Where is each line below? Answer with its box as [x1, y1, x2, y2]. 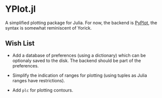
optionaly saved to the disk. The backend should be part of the [12, 58, 141, 64]
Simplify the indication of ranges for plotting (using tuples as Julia [12, 72, 148, 78]
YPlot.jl [5, 3, 36, 15]
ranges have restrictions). [12, 77, 66, 83]
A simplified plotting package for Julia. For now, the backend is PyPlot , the [5, 20, 158, 26]
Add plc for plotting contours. [12, 87, 74, 93]
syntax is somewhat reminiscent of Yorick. [5, 25, 92, 31]
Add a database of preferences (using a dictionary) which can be [12, 52, 146, 58]
